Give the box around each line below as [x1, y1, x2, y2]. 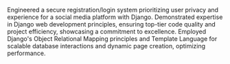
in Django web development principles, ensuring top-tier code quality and [7, 20, 216, 28]
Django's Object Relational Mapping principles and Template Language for [7, 35, 218, 43]
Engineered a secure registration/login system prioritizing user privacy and [7, 6, 218, 14]
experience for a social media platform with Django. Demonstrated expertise [7, 13, 223, 21]
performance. [7, 49, 46, 57]
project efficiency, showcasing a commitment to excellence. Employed [7, 27, 207, 35]
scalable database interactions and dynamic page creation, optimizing [7, 42, 206, 50]
